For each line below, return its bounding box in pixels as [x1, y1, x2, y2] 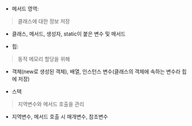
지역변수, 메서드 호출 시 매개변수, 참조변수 [11, 113, 108, 120]
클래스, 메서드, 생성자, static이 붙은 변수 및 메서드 [11, 30, 126, 37]
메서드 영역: [11, 5, 40, 12]
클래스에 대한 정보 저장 [17, 18, 70, 25]
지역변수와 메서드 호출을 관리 [17, 101, 84, 108]
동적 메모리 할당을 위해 [17, 56, 70, 62]
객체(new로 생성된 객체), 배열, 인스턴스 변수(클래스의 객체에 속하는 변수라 [11, 68, 181, 75]
